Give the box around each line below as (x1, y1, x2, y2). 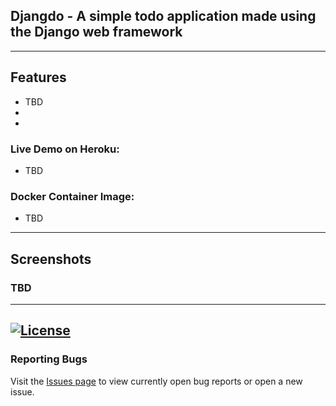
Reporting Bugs (10, 352, 88, 366)
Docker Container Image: (10, 189, 135, 203)
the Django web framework (10, 24, 183, 41)
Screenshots (10, 250, 92, 268)
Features (10, 69, 67, 86)
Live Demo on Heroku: (10, 142, 120, 156)
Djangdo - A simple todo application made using (10, 8, 317, 25)
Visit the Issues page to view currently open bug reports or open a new (10, 375, 303, 387)
